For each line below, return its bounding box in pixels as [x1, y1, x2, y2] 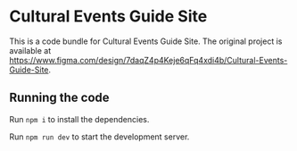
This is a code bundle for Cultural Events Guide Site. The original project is [9, 36, 283, 46]
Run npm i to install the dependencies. [9, 113, 150, 124]
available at [9, 45, 52, 55]
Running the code [9, 90, 110, 105]
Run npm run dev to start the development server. [9, 131, 190, 142]
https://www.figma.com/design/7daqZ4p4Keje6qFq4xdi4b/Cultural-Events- [9, 55, 288, 65]
